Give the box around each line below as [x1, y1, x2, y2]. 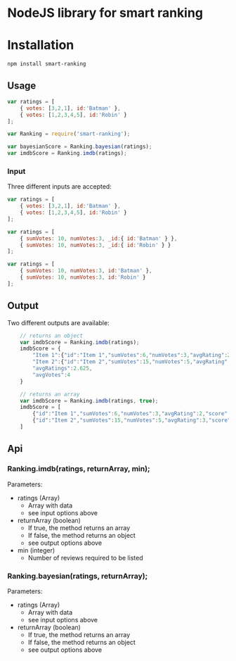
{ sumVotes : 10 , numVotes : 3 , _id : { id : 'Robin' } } [20, 241, 171, 248]
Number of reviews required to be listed [27, 553, 143, 562]
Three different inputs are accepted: [7, 182, 112, 191]
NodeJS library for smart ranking [7, 5, 204, 21]
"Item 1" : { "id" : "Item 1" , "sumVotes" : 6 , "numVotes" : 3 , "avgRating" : [32, 352, 228, 359]
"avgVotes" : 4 [32, 371, 71, 378]
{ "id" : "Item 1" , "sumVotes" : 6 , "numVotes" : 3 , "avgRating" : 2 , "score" [32, 410, 228, 417]
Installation [7, 37, 74, 53]
